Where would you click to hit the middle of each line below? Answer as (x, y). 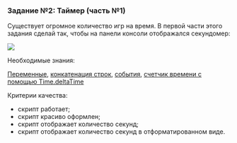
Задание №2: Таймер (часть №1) (67, 11)
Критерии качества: (38, 96)
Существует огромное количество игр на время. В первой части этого (115, 26)
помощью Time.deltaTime (46, 82)
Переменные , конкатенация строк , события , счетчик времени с (105, 74)
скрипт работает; (44, 109)
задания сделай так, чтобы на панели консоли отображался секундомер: (119, 33)
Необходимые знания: (41, 61)
